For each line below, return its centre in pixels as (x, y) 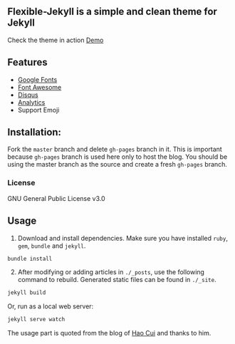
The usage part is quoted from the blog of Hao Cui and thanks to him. (109, 333)
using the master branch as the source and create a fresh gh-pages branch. (117, 165)
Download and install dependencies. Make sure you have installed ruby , (122, 238)
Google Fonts (37, 79)
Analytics (31, 102)
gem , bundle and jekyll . (52, 246)
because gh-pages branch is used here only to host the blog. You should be (117, 157)
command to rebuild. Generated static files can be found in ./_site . (117, 280)
